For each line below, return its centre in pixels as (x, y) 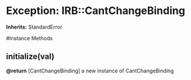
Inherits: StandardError (34, 27)
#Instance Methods (29, 38)
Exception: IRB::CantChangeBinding (96, 11)
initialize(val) (30, 57)
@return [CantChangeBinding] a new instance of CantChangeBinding (90, 71)
